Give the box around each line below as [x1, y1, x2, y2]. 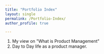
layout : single [5, 12, 36, 17]
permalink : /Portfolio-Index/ [5, 16, 66, 21]
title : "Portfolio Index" [5, 7, 57, 12]
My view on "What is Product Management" [12, 38, 100, 44]
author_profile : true [5, 20, 49, 26]
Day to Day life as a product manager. [12, 43, 88, 49]
